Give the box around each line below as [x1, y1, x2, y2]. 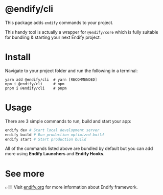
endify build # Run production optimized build [5, 132, 104, 137]
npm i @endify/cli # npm [5, 81, 65, 86]
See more [5, 168, 45, 179]
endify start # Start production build [5, 137, 87, 142]
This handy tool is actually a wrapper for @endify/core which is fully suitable [5, 29, 159, 35]
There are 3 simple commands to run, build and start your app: [5, 118, 132, 124]
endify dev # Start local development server [5, 127, 99, 133]
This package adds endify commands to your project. [5, 20, 114, 25]
